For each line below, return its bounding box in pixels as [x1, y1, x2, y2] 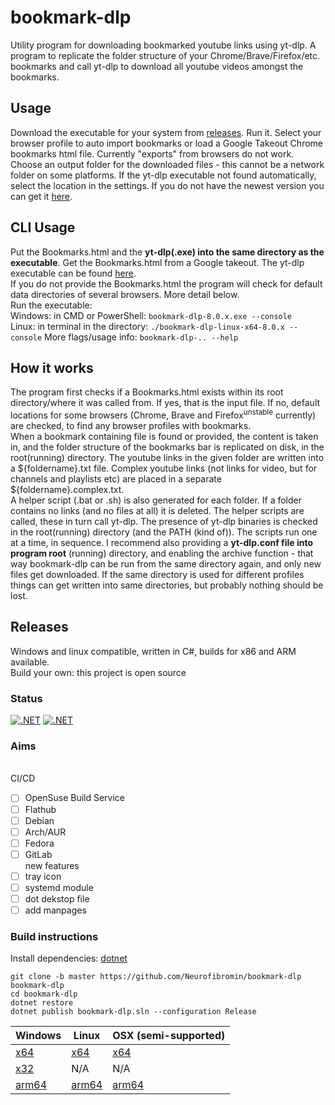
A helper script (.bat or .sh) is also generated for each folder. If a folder [10, 494, 302, 506]
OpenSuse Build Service [24, 792, 126, 804]
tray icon [24, 870, 62, 882]
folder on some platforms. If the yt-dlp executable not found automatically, [10, 169, 317, 181]
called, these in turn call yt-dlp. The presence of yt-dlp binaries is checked [10, 516, 318, 528]
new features [24, 859, 80, 871]
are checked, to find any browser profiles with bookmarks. [10, 420, 252, 432]
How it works [10, 359, 94, 376]
